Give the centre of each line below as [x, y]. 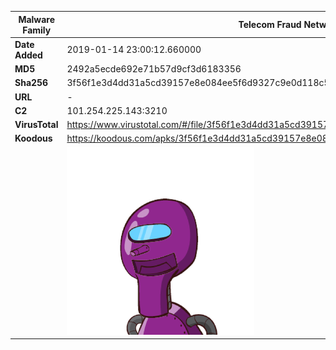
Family [37, 30]
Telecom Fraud [270, 24]
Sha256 [31, 83]
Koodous [33, 138]
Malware [37, 19]
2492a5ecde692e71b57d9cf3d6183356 [154, 69]
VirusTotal [36, 124]
